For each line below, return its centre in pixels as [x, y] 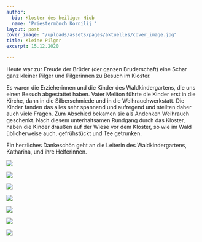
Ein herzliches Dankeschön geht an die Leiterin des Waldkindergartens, [97, 145]
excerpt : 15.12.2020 [33, 47]
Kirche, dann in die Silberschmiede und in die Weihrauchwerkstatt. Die [95, 100]
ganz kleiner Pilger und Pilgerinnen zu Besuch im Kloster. [79, 76]
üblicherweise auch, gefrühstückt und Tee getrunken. [74, 133]
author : [16, 12]
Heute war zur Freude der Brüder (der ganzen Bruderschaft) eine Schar [97, 69]
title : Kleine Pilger [34, 41]
